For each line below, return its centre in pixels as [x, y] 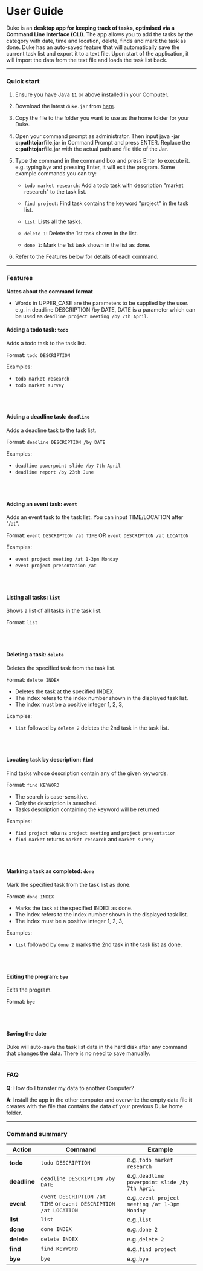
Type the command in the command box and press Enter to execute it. [102, 161]
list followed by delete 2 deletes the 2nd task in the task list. [92, 728]
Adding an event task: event [42, 504]
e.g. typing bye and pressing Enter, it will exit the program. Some [95, 167]
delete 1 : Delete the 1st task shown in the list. [81, 234]
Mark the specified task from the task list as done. [69, 884]
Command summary [37, 1134]
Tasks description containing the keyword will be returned [87, 809]
